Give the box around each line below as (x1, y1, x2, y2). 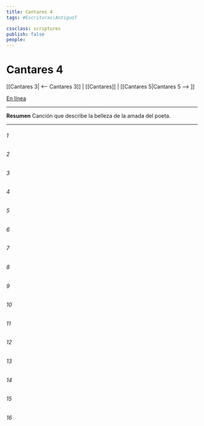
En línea (6, 95, 26, 102)
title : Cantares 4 (6, 8, 53, 15)
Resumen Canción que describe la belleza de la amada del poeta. (6, 112, 171, 120)
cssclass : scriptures (6, 25, 61, 32)
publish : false (6, 31, 45, 37)
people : (6, 37, 26, 43)
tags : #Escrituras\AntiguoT (6, 15, 78, 21)
